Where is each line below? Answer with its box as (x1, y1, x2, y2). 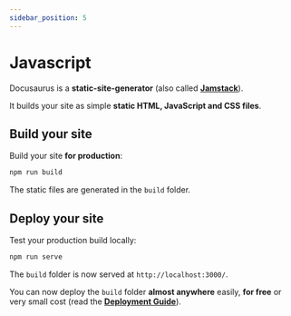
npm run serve (9, 252, 63, 262)
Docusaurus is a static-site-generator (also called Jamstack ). (9, 83, 244, 94)
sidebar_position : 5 (9, 13, 88, 23)
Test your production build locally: (9, 235, 137, 246)
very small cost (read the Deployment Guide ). (9, 296, 181, 307)
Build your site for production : (9, 151, 123, 162)
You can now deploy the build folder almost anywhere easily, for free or (9, 286, 282, 297)
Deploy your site (9, 211, 104, 226)
